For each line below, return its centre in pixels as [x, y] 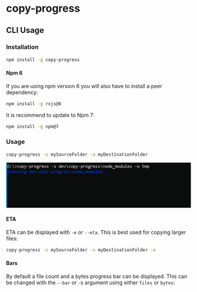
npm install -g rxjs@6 [34, 104]
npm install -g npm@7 [33, 126]
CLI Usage [25, 30]
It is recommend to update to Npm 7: [50, 115]
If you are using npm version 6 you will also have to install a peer [84, 86]
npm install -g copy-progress [43, 60]
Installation [23, 47]
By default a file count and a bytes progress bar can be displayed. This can [97, 276]
